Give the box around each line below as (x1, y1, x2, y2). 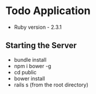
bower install (13, 75, 45, 82)
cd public (13, 69, 37, 76)
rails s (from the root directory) (13, 81, 89, 88)
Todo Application (5, 4, 91, 18)
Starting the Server (5, 41, 77, 51)
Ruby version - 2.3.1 (13, 23, 62, 31)
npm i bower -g (13, 62, 52, 69)
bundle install (13, 56, 47, 63)
